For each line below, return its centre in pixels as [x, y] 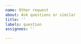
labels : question [24, 24]
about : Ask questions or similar [40, 15]
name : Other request [27, 10]
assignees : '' [20, 29]
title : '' [16, 19]
